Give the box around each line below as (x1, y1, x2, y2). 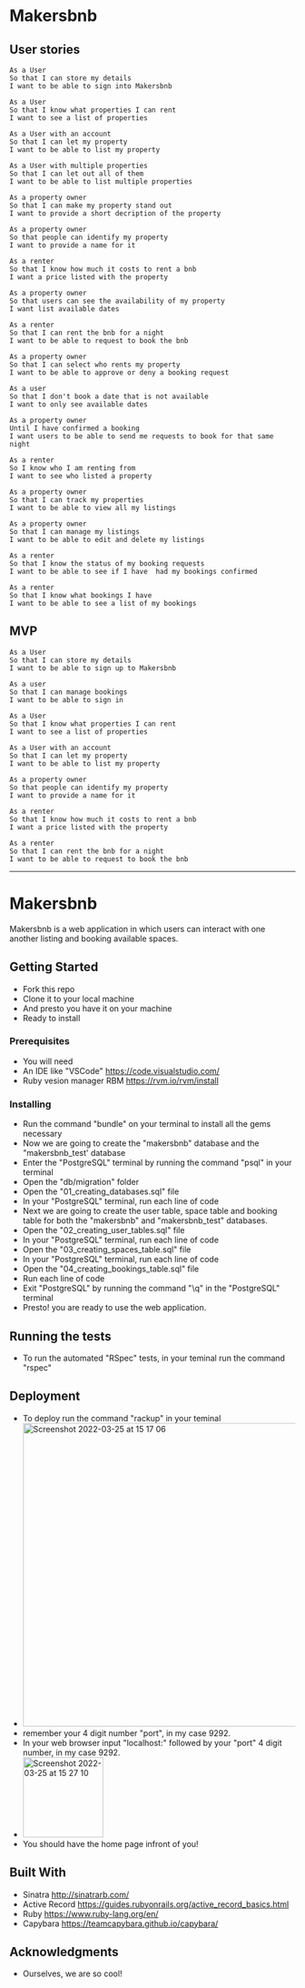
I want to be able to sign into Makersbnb (9, 82, 172, 91)
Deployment (9, 1389, 81, 1404)
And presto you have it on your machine (22, 1002, 172, 1014)
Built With (9, 1865, 66, 1881)
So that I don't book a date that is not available (9, 392, 209, 401)
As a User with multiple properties (9, 161, 148, 170)
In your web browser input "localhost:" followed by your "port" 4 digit (22, 1737, 283, 1748)
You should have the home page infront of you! (22, 1838, 199, 1849)
